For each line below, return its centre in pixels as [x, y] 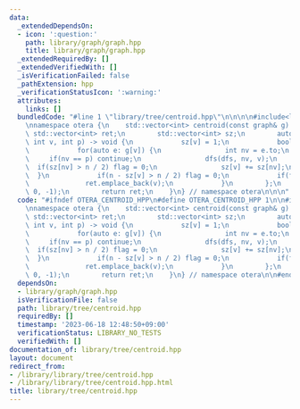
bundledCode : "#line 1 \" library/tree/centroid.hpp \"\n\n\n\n [135, 117]
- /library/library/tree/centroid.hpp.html [92, 383]
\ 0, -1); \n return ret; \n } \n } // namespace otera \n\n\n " [158, 192]
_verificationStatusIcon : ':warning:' [90, 92]
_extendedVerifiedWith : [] [67, 68]
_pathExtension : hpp [55, 84]
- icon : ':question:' [58, 34]
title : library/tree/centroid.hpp [74, 391]
